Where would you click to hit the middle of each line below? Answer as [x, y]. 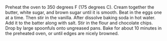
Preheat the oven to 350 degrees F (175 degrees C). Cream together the [80, 7]
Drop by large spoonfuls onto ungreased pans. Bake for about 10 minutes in [83, 28]
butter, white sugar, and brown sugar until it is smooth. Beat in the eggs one [83, 12]
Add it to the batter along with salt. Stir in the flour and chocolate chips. [79, 23]
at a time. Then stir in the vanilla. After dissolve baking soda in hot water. [80, 18]
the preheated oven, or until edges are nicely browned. [62, 33]
